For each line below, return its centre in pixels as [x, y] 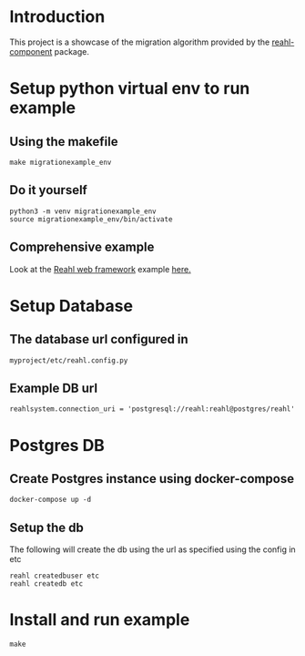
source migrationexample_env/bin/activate [91, 219]
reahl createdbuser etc [55, 576]
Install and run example [100, 620]
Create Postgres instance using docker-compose [152, 479]
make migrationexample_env [61, 162]
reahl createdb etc [46, 584]
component [31, 51]
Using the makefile [64, 142]
